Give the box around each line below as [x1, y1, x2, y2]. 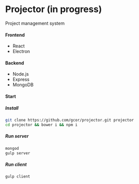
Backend [5, 59, 24, 66]
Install [5, 105, 19, 111]
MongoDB [12, 82, 34, 88]
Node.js [12, 71, 29, 77]
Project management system [5, 20, 65, 26]
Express [12, 77, 30, 83]
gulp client [5, 174, 30, 179]
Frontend [5, 32, 25, 38]
